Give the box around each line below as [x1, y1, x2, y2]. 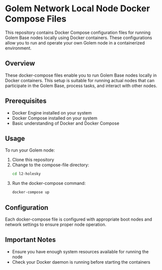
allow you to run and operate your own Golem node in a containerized [5, 40, 145, 45]
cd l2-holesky [12, 172, 41, 177]
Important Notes [5, 236, 56, 244]
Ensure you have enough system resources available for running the [12, 248, 149, 254]
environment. [5, 45, 32, 51]
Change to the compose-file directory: [12, 162, 89, 168]
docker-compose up [12, 190, 50, 195]
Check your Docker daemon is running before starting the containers [12, 259, 151, 265]
